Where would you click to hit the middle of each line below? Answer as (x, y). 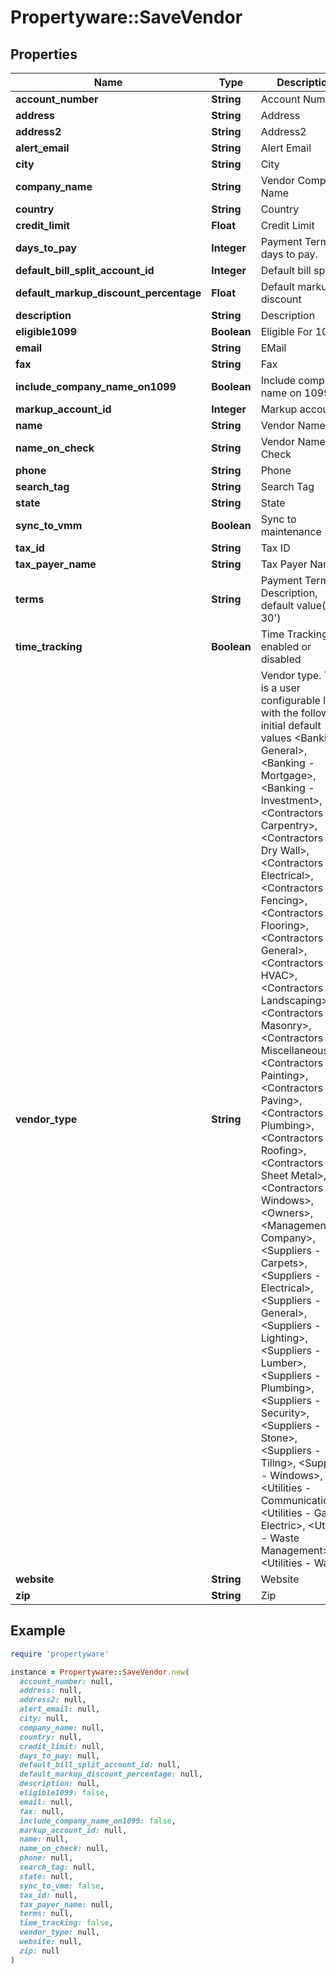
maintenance (291, 531)
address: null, (51, 1691)
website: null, (51, 1942)
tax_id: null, (48, 1895)
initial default (291, 725)
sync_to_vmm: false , (62, 1886)
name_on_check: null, (64, 1849)
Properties (44, 54)
